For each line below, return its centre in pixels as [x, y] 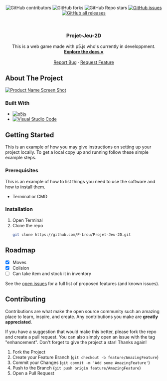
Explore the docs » [84, 52]
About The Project [34, 78]
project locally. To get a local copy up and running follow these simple [77, 152]
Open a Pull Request [33, 373]
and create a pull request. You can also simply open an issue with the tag [80, 337]
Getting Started [30, 135]
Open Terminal [28, 220]
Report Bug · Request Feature [84, 62]
